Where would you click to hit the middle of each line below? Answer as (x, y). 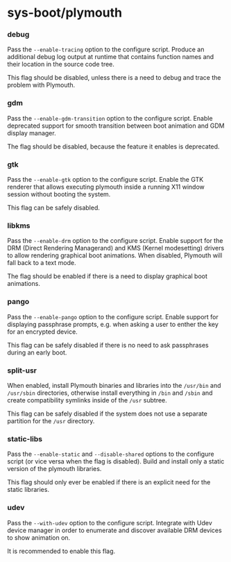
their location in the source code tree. (61, 65)
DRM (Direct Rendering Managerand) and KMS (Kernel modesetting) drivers (116, 248)
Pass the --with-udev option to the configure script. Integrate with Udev (110, 522)
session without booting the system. (59, 194)
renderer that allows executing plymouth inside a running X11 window (106, 187)
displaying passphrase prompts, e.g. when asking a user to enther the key (113, 324)
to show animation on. (39, 537)
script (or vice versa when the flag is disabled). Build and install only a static (116, 461)
